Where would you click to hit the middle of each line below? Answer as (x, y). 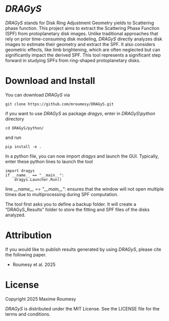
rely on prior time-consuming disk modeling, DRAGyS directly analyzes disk (84, 39)
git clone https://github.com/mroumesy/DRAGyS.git (60, 104)
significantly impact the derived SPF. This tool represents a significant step (83, 55)
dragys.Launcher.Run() (38, 179)
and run (13, 137)
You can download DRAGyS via (38, 95)
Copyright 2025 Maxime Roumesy (41, 299)
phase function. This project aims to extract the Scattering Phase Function (82, 28)
